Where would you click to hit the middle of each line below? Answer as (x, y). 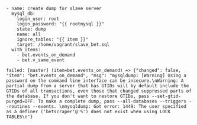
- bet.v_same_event (41, 60)
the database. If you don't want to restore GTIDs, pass (78, 96)
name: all (29, 34)
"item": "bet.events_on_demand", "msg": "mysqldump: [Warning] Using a (96, 75)
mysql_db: (23, 14)
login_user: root (38, 19)
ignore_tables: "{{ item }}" (53, 40)
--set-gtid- (167, 96)
